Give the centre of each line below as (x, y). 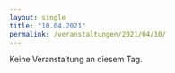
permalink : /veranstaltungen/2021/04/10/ (88, 34)
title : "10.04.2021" (48, 26)
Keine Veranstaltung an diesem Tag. (76, 60)
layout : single (38, 17)
